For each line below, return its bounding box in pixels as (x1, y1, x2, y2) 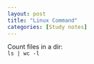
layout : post (7, 10, 46, 18)
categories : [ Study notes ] (7, 23, 88, 30)
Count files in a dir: (7, 43, 63, 51)
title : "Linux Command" (7, 17, 78, 24)
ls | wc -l (7, 50, 40, 57)
